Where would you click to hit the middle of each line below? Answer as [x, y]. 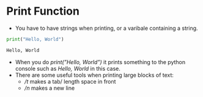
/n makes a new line [50, 88]
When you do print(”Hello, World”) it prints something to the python [100, 62]
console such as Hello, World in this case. [68, 68]
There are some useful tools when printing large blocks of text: [94, 75]
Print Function [43, 11]
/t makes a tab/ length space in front [70, 81]
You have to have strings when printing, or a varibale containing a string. [106, 28]
